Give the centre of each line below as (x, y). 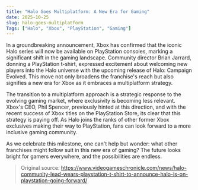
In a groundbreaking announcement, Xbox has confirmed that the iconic (94, 45)
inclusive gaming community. (42, 132)
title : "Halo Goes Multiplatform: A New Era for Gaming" (78, 12)
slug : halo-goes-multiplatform (45, 23)
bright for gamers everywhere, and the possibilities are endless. (84, 156)
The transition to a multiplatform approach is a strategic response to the (94, 94)
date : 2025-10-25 (28, 17)
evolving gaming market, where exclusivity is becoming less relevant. (91, 101)
